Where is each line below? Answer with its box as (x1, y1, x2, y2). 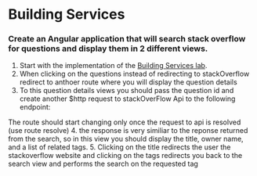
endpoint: (19, 102, 51, 112)
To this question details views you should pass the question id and (19, 86, 234, 95)
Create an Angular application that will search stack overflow (8, 34, 246, 45)
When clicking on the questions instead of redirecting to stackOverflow (19, 69, 250, 79)
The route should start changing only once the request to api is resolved (8, 117, 241, 127)
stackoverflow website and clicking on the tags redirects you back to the (8, 151, 243, 160)
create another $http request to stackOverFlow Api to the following (19, 94, 236, 103)
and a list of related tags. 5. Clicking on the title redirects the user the (8, 142, 231, 152)
